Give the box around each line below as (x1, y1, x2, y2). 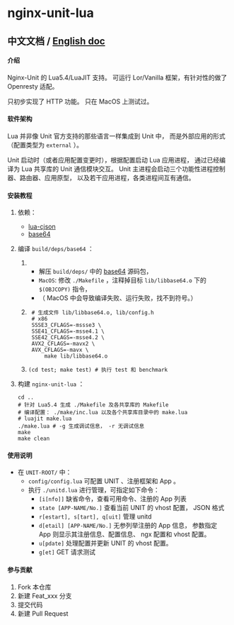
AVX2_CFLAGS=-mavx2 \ (31, 341, 95, 348)
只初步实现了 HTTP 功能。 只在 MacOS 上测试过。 (7, 97, 153, 106)
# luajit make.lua (17, 415, 72, 423)
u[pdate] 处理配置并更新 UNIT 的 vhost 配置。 (38, 539, 172, 548)
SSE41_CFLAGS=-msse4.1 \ (31, 328, 105, 335)
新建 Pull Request (17, 609, 69, 618)
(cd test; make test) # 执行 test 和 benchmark (28, 367, 168, 374)
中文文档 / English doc (7, 35, 105, 47)
